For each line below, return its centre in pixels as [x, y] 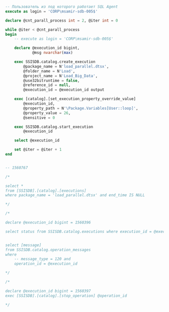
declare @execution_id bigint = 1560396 [48, 222]
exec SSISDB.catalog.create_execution [55, 62]
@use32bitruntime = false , [52, 81]
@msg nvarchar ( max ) [52, 53]
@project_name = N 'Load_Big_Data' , [61, 76]
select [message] [23, 245]
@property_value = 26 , [47, 113]
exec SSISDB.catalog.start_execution [54, 127]
